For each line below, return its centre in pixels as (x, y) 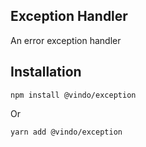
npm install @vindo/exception (73, 95)
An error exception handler (66, 40)
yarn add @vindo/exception (66, 132)
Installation (46, 72)
